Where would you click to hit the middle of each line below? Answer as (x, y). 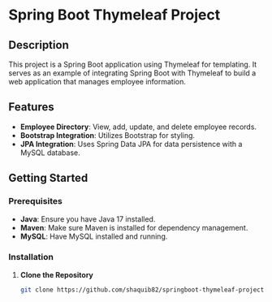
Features (31, 107)
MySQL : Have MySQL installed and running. (94, 236)
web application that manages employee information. (97, 82)
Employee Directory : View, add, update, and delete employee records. (138, 127)
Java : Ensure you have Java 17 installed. (88, 219)
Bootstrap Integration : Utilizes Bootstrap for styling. (108, 135)
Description (39, 45)
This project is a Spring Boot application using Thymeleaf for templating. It (133, 64)
